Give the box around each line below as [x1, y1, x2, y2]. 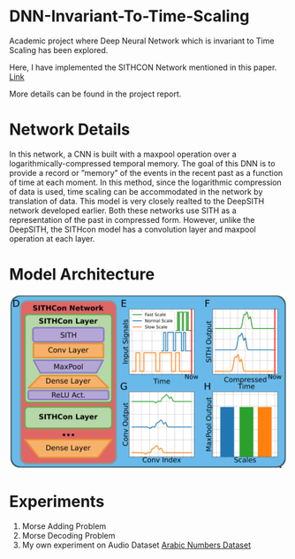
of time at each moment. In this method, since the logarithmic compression [9, 177, 283, 188]
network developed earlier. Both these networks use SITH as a [9, 205, 237, 216]
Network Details [9, 119, 131, 140]
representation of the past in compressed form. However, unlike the [9, 214, 255, 225]
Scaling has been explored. [9, 44, 109, 55]
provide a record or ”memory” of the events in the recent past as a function [9, 167, 284, 178]
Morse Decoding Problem [21, 530, 116, 540]
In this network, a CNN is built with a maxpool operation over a [9, 149, 237, 159]
